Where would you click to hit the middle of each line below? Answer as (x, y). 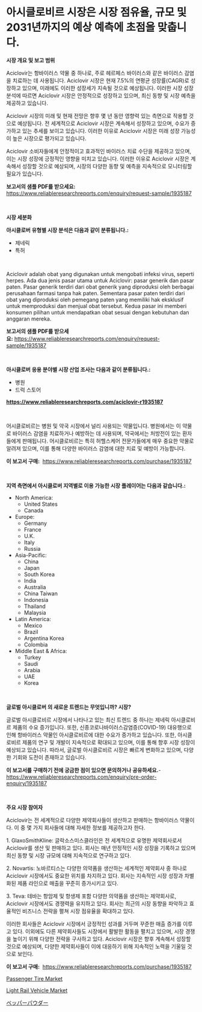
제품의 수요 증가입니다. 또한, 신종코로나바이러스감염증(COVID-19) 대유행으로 (102, 727)
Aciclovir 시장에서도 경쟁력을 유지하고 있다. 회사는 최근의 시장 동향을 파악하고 (97, 903)
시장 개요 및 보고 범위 (31, 60)
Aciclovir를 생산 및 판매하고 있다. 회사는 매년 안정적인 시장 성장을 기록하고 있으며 (101, 848)
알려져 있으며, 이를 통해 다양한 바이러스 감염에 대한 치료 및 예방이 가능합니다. (96, 448)
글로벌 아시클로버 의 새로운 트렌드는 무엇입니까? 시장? (69, 707)
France (33, 529)
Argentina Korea (44, 638)
